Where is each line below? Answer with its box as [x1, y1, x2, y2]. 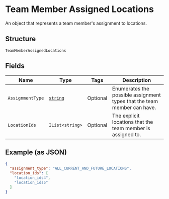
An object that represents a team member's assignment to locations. [5, 20, 147, 26]
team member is [112, 125, 151, 132]
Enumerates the [112, 85, 150, 92]
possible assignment [112, 91, 161, 98]
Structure [5, 35, 36, 43]
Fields [5, 62, 25, 70]
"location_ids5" [14, 180, 49, 185]
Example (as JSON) [5, 148, 67, 156]
